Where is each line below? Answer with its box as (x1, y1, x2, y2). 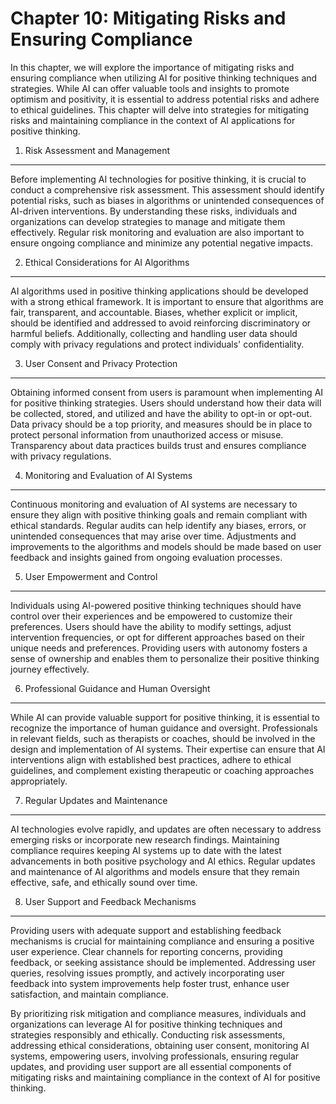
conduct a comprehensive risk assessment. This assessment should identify (10, 183, 325, 196)
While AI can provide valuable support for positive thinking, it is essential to (10, 711, 320, 723)
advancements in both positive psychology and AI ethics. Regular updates (10, 855, 316, 867)
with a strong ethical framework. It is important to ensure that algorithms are (10, 295, 325, 307)
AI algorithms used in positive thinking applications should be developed (10, 285, 309, 297)
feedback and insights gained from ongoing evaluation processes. (10, 551, 283, 563)
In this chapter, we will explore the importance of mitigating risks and (10, 61, 295, 73)
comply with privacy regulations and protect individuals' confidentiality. (10, 338, 305, 350)
